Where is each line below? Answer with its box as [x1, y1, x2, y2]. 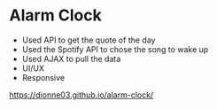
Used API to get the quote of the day [21, 35, 156, 45]
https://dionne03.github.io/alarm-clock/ [9, 90, 154, 100]
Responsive [21, 72, 65, 82]
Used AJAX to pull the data [21, 53, 121, 64]
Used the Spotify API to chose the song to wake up [21, 43, 209, 54]
